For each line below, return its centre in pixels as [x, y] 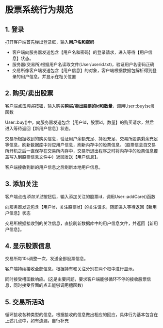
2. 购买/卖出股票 [29, 93]
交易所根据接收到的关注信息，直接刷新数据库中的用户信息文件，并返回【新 [79, 223]
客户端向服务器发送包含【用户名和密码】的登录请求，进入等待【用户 [80, 52]
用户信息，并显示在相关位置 [48, 76]
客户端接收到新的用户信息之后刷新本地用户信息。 [54, 167]
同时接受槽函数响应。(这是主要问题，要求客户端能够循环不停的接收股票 [76, 279]
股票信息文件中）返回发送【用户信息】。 [61, 157]
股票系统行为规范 [39, 10]
